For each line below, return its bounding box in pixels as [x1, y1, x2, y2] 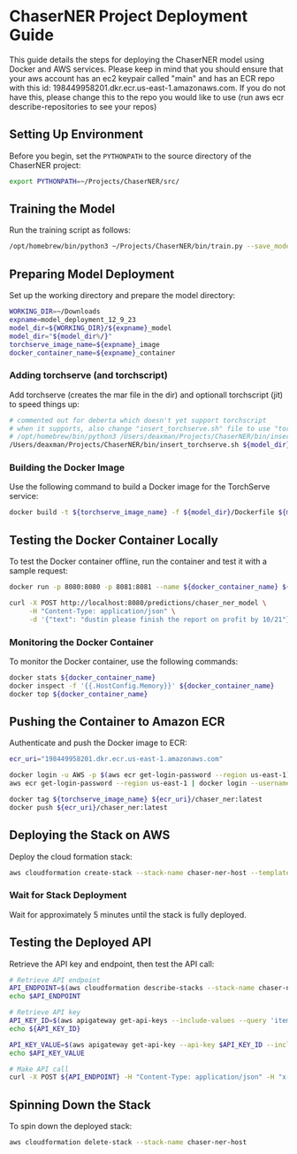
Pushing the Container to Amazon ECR [9, 714, 225, 729]
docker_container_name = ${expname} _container [9, 348, 176, 358]
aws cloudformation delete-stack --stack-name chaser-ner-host [9, 1138, 247, 1147]
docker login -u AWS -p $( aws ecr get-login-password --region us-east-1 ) [9, 771, 291, 780]
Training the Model [9, 202, 116, 217]
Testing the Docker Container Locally [9, 533, 218, 548]
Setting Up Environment [9, 127, 144, 142]
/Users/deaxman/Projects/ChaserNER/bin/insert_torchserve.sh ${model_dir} [9, 441, 291, 450]
